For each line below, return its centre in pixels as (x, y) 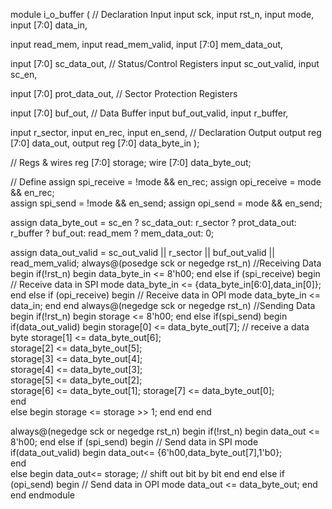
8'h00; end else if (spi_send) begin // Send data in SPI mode (134, 442)
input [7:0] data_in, (49, 25)
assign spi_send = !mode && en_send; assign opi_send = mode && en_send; (166, 203)
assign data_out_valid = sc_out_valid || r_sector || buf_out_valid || (142, 252)
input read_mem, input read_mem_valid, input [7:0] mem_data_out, (147, 44)
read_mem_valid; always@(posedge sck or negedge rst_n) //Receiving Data (166, 263)
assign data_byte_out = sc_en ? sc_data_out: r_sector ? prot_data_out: (153, 222)
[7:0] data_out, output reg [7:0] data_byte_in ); (105, 143)
